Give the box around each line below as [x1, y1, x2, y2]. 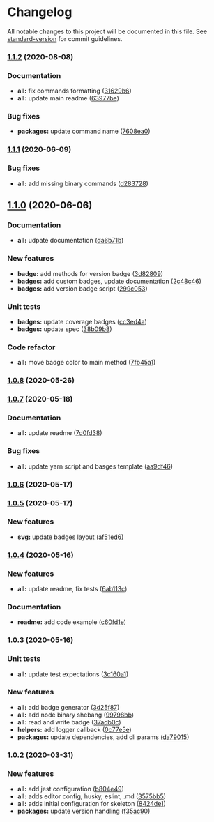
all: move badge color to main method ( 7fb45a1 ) [17, 358, 156, 367]
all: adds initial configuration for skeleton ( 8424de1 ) [17, 800, 166, 808]
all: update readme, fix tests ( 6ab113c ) [17, 585, 128, 593]
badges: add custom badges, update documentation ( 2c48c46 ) [17, 277, 202, 285]
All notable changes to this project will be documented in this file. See [7, 27, 208, 36]
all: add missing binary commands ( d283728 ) [17, 179, 148, 188]
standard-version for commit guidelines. [7, 34, 123, 43]
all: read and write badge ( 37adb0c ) [17, 717, 121, 726]
